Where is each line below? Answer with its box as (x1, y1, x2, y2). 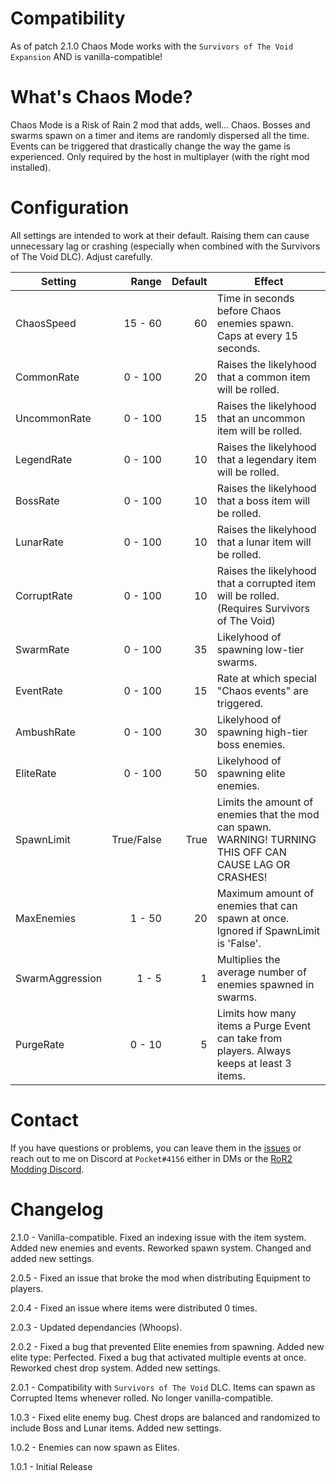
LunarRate (15, 535, 64, 549)
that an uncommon (216, 411, 306, 425)
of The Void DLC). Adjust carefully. (10, 250, 153, 262)
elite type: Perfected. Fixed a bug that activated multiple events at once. (10, 1351, 307, 1363)
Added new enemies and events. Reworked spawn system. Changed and (10, 1242, 312, 1254)
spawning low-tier (216, 642, 305, 656)
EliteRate (15, 766, 57, 780)
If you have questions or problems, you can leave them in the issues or (10, 1142, 302, 1154)
